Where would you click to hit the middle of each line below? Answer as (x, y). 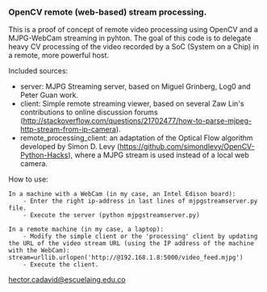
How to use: (28, 179)
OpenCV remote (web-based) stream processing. (108, 12)
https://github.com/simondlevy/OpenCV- (188, 147)
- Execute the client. (61, 265)
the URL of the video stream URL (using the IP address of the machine (131, 244)
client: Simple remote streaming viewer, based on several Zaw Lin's (132, 104)
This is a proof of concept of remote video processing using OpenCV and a (133, 30)
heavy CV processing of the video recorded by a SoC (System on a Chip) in (134, 47)
